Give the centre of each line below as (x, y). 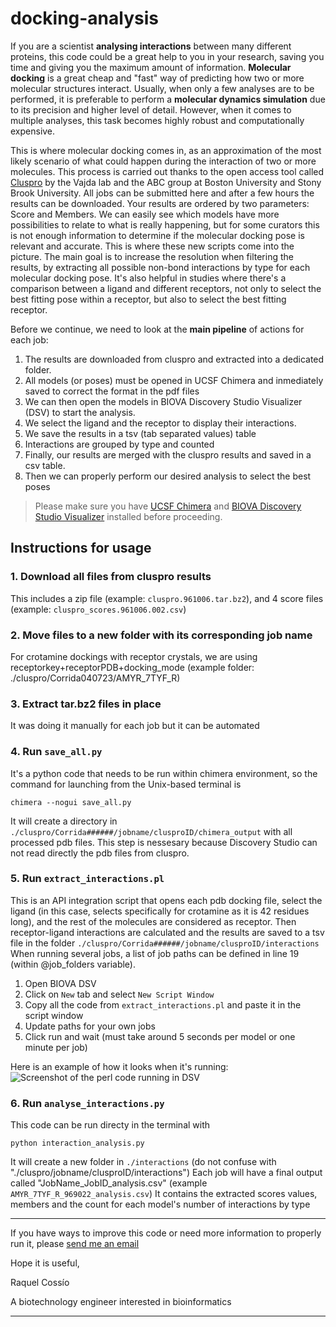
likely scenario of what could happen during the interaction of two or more (163, 161)
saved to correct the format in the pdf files (112, 391)
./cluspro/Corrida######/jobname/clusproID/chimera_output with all (151, 831)
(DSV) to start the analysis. (80, 412)
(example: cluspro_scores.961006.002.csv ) (98, 609)
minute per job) (56, 1047)
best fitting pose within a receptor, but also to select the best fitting (148, 299)
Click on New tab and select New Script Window (119, 994)
